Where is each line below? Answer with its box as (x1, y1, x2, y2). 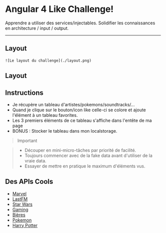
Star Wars (12, 201, 33, 207)
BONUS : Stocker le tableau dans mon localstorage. (12, 128, 118, 134)
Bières (12, 212, 26, 218)
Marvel (12, 190, 27, 197)
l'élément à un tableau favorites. (12, 112, 78, 118)
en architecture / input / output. (5, 25, 69, 31)
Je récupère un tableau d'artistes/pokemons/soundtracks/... (12, 101, 135, 107)
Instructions (5, 88, 43, 97)
